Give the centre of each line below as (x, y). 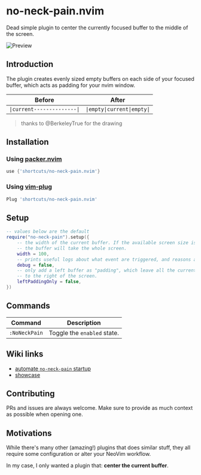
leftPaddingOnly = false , (49, 282)
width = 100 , (33, 254)
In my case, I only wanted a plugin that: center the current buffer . (87, 465)
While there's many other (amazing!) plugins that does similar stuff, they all (98, 447)
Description (84, 322)
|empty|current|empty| (118, 109)
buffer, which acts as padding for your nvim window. (71, 85)
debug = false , (36, 265)
